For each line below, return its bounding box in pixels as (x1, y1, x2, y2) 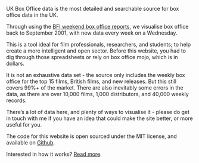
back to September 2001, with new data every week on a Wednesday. (6, 29, 178, 36)
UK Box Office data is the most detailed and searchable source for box (6, 5, 179, 12)
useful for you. (6, 121, 42, 128)
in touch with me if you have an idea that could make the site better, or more (6, 115, 193, 122)
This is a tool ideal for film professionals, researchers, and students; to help (6, 41, 191, 48)
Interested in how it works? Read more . (6, 150, 102, 158)
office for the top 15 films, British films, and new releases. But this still (6, 78, 177, 85)
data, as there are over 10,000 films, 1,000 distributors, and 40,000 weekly (6, 91, 189, 97)
